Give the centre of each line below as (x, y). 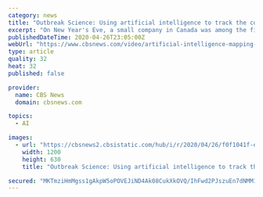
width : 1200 (41, 152)
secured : (22, 181)
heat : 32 (22, 66)
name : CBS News (40, 95)
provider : (24, 88)
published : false (36, 73)
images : (21, 138)
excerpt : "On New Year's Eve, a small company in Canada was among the (127, 30)
